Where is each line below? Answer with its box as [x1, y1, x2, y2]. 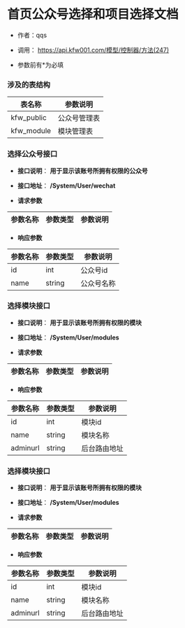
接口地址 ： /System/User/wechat [17, 181, 116, 190]
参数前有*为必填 [17, 60, 64, 69]
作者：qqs [17, 31, 47, 39]
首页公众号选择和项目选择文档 [7, 6, 179, 22]
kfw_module [10, 126, 51, 136]
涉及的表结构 [7, 80, 51, 90]
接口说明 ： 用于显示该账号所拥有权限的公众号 [17, 166, 148, 175]
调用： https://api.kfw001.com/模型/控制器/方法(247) [17, 46, 170, 54]
